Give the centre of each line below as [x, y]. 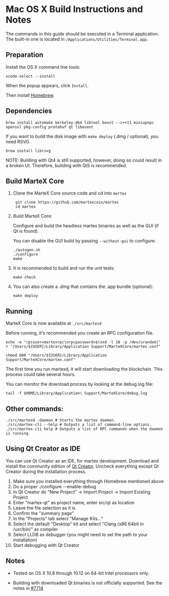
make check [24, 277]
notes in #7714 [28, 588]
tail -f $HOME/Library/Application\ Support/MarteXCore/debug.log [76, 393]
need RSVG [18, 141]
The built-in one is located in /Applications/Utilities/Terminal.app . [77, 39]
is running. [18, 433]
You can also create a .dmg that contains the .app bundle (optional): [83, 286]
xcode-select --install [31, 76]
